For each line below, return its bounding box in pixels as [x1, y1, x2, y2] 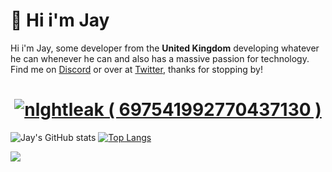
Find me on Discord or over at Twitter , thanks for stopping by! [10, 63, 264, 75]
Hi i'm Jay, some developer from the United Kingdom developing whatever [10, 42, 320, 54]
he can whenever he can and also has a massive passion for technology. [10, 52, 310, 64]
